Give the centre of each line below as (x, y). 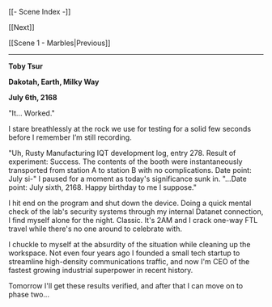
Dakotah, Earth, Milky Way (54, 82)
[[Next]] (21, 27)
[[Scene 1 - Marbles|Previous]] (59, 43)
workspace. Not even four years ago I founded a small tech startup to (124, 253)
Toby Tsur (25, 66)
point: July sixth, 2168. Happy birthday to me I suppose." (102, 187)
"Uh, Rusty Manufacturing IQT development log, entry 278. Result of (122, 153)
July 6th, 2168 (33, 97)
